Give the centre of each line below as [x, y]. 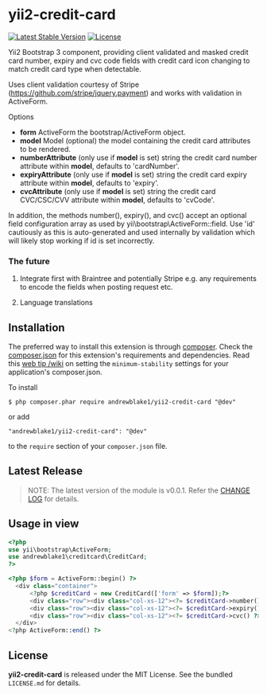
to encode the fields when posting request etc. [96, 287]
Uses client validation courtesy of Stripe [74, 84]
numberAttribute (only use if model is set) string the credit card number [138, 158]
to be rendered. [45, 149]
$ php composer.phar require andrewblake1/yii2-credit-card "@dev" [122, 402]
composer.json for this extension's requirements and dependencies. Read [129, 355]
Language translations [56, 302]
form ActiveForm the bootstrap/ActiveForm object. [103, 132]
